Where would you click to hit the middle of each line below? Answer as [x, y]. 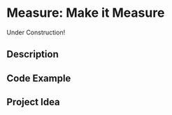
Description [33, 54]
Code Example [39, 78]
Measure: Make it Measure [86, 13]
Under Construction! [36, 32]
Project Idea [33, 102]
